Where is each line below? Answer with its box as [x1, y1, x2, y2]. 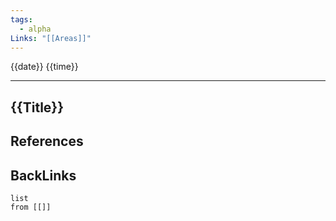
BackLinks [10, 167, 77, 184]
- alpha [19, 24, 52, 34]
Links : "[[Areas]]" [10, 33, 92, 43]
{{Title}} [10, 99, 65, 116]
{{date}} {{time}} [10, 61, 79, 73]
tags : [10, 14, 33, 25]
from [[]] [10, 202, 52, 212]
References [10, 133, 84, 150]
